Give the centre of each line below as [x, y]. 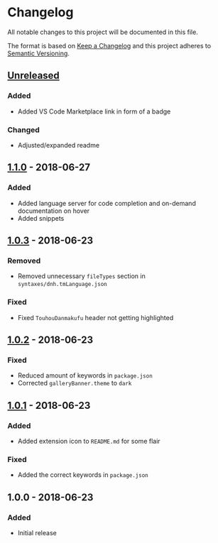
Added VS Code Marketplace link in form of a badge [94, 111]
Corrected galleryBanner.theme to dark [75, 383]
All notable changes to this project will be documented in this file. [103, 32]
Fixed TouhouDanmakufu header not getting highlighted [96, 317]
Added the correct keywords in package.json [83, 475]
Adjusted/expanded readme [59, 145]
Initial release [37, 532]
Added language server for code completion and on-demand [107, 203]
